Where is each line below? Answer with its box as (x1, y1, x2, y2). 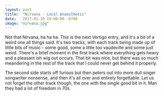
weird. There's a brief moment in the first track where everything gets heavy (5, 50, 159, 56)
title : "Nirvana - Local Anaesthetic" (5, 12, 87, 17)
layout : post (5, 7, 32, 12)
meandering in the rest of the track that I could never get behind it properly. (5, 60, 158, 66)
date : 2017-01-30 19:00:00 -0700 (5, 16, 78, 21)
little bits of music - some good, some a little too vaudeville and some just (5, 45, 153, 50)
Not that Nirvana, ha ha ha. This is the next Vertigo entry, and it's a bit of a (5, 34, 155, 40)
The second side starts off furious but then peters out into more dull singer (5, 70, 156, 76)
